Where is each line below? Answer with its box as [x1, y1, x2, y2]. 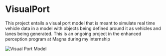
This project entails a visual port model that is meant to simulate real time [5, 20, 156, 26]
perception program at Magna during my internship [5, 36, 111, 42]
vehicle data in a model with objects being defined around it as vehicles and [5, 25, 161, 31]
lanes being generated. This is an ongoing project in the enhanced [5, 30, 142, 36]
